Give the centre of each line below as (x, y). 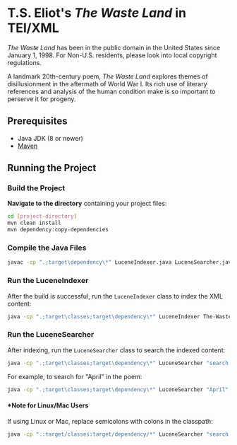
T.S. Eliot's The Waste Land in (97, 13)
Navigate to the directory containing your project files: (87, 204)
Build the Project (36, 188)
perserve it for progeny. (42, 99)
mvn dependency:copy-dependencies (58, 230)
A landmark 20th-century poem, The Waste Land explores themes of (108, 76)
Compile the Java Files (47, 248)
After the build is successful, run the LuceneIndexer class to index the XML (115, 296)
